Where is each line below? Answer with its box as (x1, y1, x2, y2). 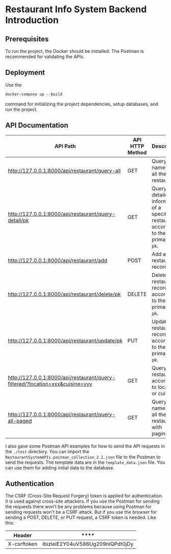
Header (13, 532, 32, 539)
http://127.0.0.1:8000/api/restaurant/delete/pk (8, 290, 121, 297)
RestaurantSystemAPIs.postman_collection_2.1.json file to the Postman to (5, 454, 161, 460)
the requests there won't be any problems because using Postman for (5, 504, 152, 510)
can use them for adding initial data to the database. (5, 464, 115, 470)
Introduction (5, 14, 59, 26)
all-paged (8, 417, 32, 424)
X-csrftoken (8, 541, 38, 548)
